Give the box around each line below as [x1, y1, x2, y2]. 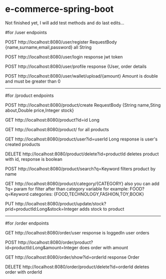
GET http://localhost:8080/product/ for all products [5, 126, 109, 132]
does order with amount [79, 244, 128, 250]
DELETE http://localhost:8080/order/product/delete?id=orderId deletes [5, 264, 150, 270]
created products [5, 141, 41, 147]
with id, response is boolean [5, 156, 63, 162]
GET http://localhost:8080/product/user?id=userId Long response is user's [5, 136, 158, 142]
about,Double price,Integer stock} [5, 107, 74, 113]
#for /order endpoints [5, 220, 49, 226]
